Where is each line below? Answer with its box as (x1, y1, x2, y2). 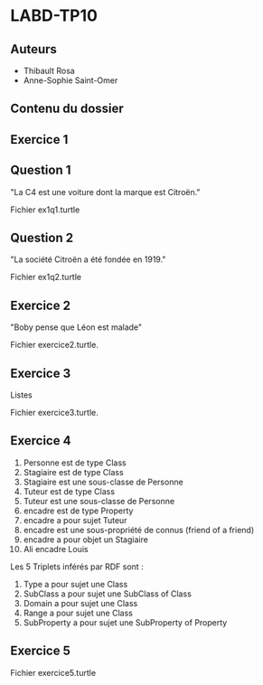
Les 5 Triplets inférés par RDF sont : (10, 561, 144, 572)
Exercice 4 (10, 433, 71, 448)
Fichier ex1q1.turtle (10, 204, 80, 215)
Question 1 (10, 163, 71, 178)
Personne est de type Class (23, 457, 127, 468)
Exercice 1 (10, 132, 69, 147)
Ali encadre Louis (23, 543, 89, 554)
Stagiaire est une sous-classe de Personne (23, 476, 183, 487)
